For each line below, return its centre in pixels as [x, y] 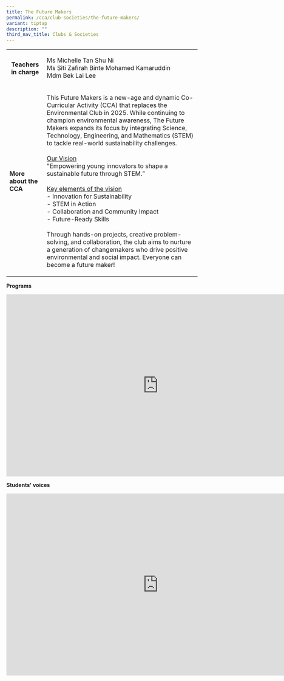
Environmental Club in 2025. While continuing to [116, 113]
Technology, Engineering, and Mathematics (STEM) [120, 136]
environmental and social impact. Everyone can [114, 257]
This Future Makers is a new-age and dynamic [113, 98]
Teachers [25, 64]
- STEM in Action [71, 204]
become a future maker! [81, 265]
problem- [168, 235]
